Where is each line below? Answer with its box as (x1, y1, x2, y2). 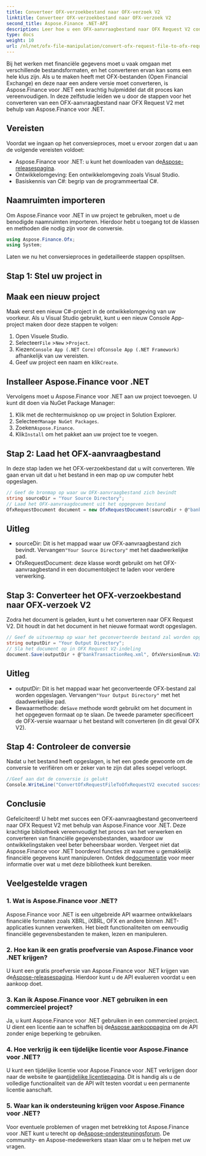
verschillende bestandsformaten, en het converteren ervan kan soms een (6, 66, 192, 74)
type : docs (6, 32, 34, 38)
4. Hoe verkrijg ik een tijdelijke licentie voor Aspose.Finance (6, 1045, 189, 1054)
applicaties (6, 923, 34, 931)
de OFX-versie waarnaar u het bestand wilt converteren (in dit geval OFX (15, 717, 200, 725)
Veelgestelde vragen (6, 878, 88, 889)
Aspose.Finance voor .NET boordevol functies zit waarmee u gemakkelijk (6, 847, 191, 855)
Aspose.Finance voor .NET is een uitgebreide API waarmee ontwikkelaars (6, 910, 193, 918)
